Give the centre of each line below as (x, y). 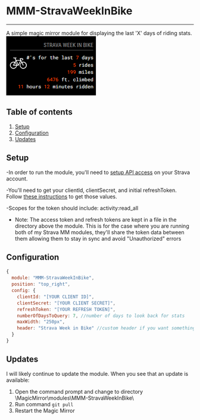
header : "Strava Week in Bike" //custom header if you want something (106, 328)
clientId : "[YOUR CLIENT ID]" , (56, 297)
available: (18, 380)
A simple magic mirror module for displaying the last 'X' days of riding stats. (99, 33)
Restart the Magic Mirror (45, 410)
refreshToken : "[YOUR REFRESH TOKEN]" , (66, 309)
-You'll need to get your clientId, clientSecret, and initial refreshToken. (92, 190)
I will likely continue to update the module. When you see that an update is (97, 374)
